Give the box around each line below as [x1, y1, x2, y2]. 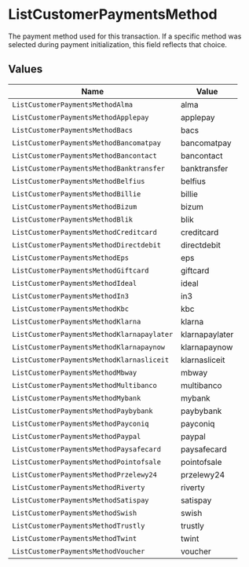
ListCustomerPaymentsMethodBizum [12, 202, 137, 211]
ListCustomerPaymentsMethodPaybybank [12, 406, 153, 415]
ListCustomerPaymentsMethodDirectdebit [12, 240, 161, 249]
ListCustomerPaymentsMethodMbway [12, 368, 137, 377]
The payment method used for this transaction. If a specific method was [8, 31, 242, 41]
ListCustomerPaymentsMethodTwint [12, 534, 137, 543]
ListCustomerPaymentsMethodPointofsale [12, 457, 161, 466]
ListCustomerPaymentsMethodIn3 [12, 291, 130, 300]
